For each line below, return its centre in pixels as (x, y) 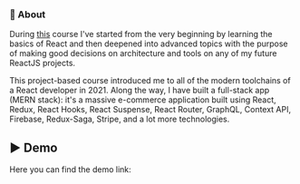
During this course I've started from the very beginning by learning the (141, 34)
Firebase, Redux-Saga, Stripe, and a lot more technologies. (120, 119)
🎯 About (28, 15)
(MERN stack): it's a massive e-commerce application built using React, (143, 100)
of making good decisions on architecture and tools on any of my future (143, 53)
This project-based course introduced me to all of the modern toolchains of (150, 81)
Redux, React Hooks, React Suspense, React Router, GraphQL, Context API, (150, 110)
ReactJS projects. (42, 63)
